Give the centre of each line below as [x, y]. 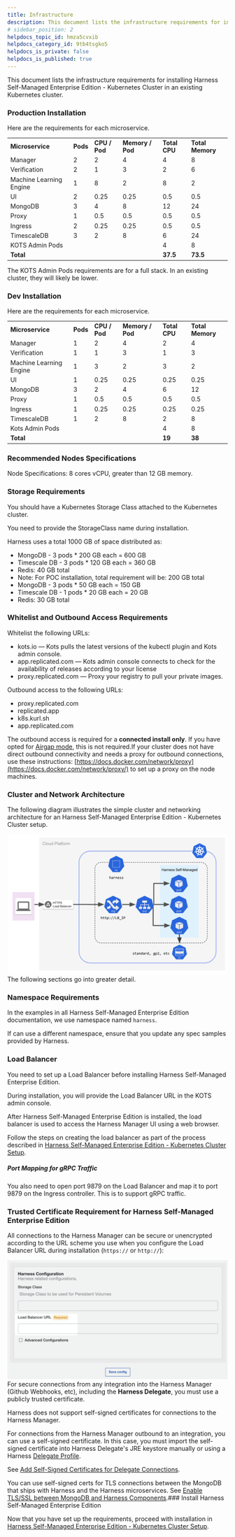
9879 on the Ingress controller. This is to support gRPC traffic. [97, 1194]
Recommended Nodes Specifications [72, 458]
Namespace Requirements [54, 997]
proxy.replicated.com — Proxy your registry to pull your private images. [120, 676]
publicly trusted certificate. [46, 1398]
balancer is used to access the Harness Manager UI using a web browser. [114, 1124]
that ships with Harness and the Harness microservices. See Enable [105, 1490]
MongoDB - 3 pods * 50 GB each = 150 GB [79, 585]
